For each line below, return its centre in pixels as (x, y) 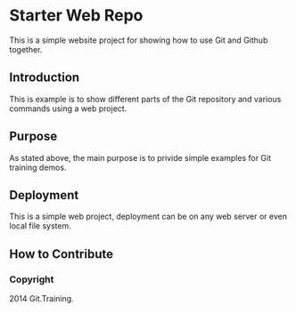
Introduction (45, 78)
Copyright (32, 279)
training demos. (38, 167)
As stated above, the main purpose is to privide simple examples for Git (140, 157)
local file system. (40, 226)
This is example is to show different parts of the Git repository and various (145, 99)
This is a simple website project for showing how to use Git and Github (139, 40)
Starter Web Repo (76, 16)
